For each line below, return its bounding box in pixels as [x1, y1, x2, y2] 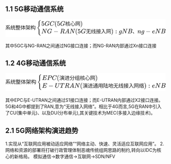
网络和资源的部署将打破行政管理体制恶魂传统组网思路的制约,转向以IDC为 [5, 147, 157, 153]
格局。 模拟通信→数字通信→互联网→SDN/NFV [18, 153, 116, 159]
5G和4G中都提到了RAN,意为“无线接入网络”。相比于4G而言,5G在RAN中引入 [5, 103, 162, 110]
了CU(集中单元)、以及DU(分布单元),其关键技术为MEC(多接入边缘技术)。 [5, 110, 156, 116]
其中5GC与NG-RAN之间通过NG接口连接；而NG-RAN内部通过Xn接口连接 [5, 43, 157, 49]
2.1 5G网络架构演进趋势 [5, 126, 79, 135]
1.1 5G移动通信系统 [5, 5, 64, 14]
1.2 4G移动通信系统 [5, 59, 66, 68]
